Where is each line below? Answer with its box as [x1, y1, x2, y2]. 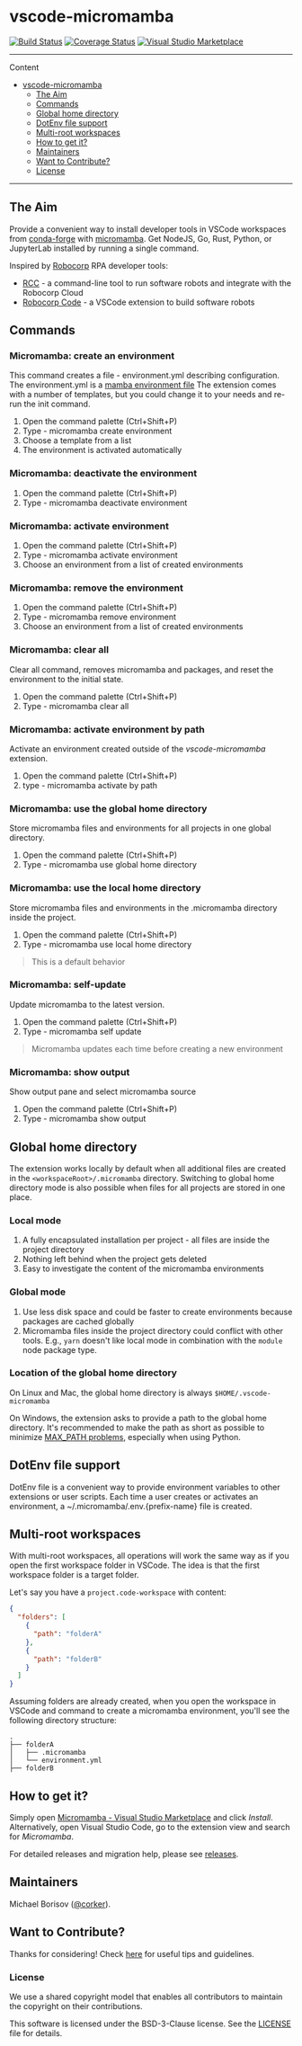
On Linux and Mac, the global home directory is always [9, 1387, 213, 1398]
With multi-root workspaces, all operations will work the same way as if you [9, 1551, 289, 1561]
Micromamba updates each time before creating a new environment [31, 1043, 283, 1054]
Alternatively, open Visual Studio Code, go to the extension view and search [9, 1822, 290, 1832]
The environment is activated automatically [22, 445, 182, 456]
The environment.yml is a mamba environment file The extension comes [9, 379, 277, 390]
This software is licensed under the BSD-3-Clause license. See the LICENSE [9, 2018, 292, 2029]
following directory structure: [9, 1715, 117, 1726]
